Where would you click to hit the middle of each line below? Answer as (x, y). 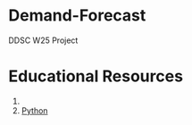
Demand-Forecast (77, 16)
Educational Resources (96, 76)
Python (34, 110)
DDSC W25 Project (43, 40)
